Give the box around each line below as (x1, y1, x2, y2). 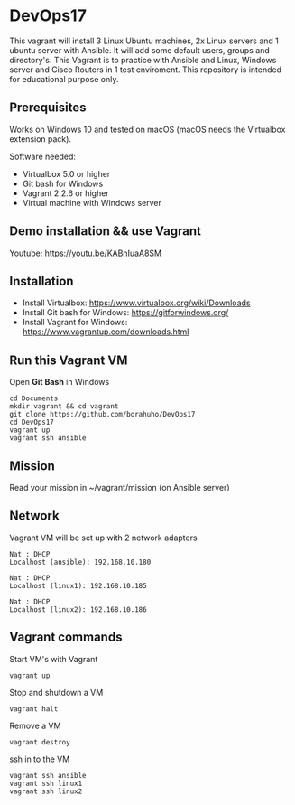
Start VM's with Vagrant (9, 653, 98, 664)
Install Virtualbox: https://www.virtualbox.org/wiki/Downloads (22, 297, 251, 308)
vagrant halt (9, 704, 59, 714)
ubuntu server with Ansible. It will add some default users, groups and (9, 44, 271, 55)
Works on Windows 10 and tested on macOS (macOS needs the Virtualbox (9, 124, 286, 135)
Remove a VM (9, 720, 61, 731)
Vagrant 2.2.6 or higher (22, 187, 110, 199)
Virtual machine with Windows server (22, 197, 162, 208)
